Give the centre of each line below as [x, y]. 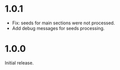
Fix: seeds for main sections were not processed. [63, 23]
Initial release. [19, 63]
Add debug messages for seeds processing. [58, 28]
